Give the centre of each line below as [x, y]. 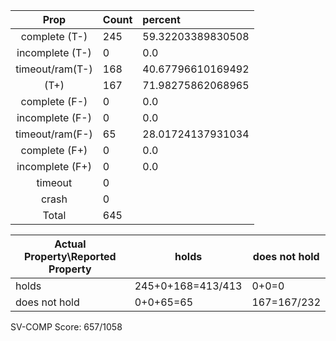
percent [161, 19]
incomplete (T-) [54, 52]
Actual [70, 244]
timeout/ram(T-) [54, 69]
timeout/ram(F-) [54, 134]
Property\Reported [70, 256]
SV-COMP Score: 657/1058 [66, 327]
